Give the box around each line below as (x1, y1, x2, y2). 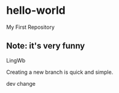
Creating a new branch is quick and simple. (6, 68, 114, 76)
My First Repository (6, 23, 55, 31)
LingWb (6, 56, 26, 64)
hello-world (6, 4, 66, 17)
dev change (6, 80, 36, 87)
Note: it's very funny (6, 41, 85, 51)
